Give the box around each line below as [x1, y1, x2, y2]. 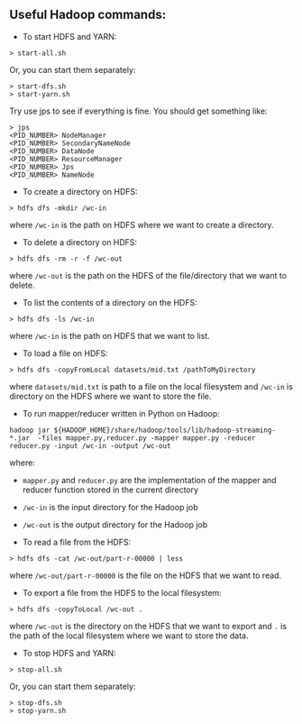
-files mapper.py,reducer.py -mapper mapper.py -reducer [37, 433, 256, 443]
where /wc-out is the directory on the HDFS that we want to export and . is [9, 620, 287, 631]
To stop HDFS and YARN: [22, 647, 116, 658]
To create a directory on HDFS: [22, 186, 138, 197]
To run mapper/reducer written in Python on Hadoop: [22, 408, 221, 418]
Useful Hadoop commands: [9, 7, 167, 23]
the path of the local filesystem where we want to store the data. [9, 630, 250, 641]
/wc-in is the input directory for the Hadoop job [22, 501, 198, 512]
